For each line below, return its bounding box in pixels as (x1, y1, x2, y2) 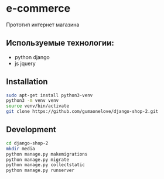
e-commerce (6, 2, 71, 15)
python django (14, 53, 50, 60)
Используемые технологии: (6, 38, 114, 48)
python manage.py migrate (6, 157, 69, 163)
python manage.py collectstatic (6, 162, 85, 168)
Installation (6, 77, 48, 87)
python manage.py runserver (6, 167, 75, 174)
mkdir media (6, 146, 35, 152)
